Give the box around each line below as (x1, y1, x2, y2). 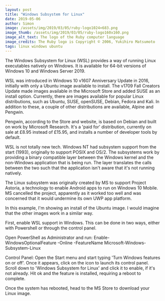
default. (5, 134, 21, 140)
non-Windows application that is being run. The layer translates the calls (5, 159, 152, 165)
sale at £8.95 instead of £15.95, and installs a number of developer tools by (5, 129, 158, 135)
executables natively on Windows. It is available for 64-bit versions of (5, 63, 146, 69)
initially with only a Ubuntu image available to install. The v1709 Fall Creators (5, 82, 160, 89)
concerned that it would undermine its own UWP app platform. (5, 195, 132, 201)
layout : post (5, 7, 32, 12)
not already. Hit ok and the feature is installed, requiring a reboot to (5, 270, 141, 276)
